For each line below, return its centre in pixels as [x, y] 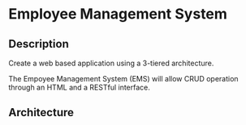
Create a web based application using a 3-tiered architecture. [111, 63]
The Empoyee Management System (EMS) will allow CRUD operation [123, 79]
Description [39, 44]
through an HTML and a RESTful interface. [79, 87]
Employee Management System [118, 14]
